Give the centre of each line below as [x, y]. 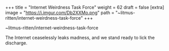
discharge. [16, 43]
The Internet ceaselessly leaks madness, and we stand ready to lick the [80, 38]
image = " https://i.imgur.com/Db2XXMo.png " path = [60, 13]
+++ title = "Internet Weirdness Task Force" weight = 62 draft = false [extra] [85, 7]
